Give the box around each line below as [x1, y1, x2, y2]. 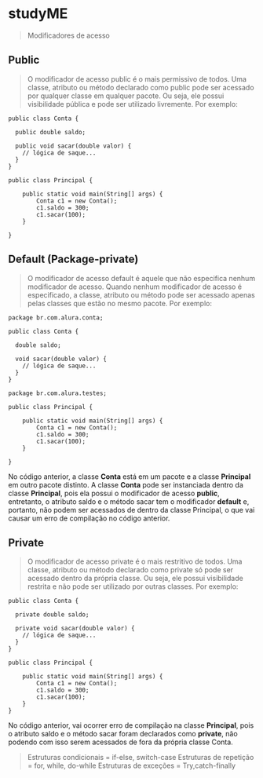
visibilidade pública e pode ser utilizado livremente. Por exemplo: [27, 99, 238, 108]
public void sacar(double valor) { [15, 142, 132, 150]
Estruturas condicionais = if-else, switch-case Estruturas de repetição [27, 753, 254, 762]
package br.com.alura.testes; [8, 389, 108, 397]
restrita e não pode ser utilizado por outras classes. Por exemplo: [27, 582, 239, 591]
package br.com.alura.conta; [8, 313, 104, 322]
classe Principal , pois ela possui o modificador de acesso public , [8, 488, 220, 498]
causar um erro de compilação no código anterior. [8, 513, 170, 523]
